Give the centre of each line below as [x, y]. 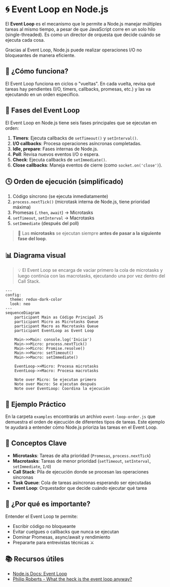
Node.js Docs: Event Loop [40, 574]
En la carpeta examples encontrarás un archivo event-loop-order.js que [80, 416]
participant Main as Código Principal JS [59, 317]
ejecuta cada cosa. [25, 40]
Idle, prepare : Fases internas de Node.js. [55, 149]
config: [13, 295]
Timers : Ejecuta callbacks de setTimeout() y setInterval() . [75, 138]
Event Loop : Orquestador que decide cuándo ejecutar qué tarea [80, 488]
